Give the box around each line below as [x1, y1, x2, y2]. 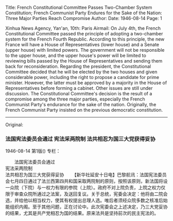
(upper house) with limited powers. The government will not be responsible [5, 47, 165, 53]
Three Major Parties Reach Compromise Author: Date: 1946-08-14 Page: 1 [5, 15, 162, 21]
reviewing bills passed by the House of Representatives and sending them [5, 58, 163, 64]
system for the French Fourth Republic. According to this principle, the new [5, 36, 165, 42]
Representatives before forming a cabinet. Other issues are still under [5, 85, 153, 91]
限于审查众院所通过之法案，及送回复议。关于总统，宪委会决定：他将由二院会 [5, 191, 168, 197]
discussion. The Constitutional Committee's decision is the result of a [5, 91, 152, 96]
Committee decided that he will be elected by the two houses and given [5, 69, 158, 75]
